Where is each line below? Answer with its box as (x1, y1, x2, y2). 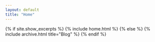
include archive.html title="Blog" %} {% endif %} (5, 31, 107, 37)
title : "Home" (5, 12, 35, 17)
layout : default (5, 7, 39, 12)
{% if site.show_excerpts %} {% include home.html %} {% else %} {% (5, 25, 151, 31)
